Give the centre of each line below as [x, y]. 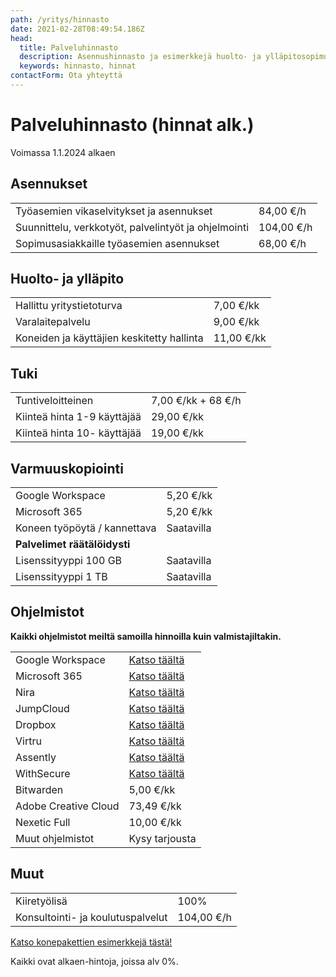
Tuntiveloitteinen [54, 401]
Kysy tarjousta [162, 838]
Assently [36, 757]
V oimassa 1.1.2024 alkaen [63, 152]
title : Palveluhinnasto [68, 47]
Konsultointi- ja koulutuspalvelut [91, 917]
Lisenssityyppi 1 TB [61, 577]
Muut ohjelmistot [55, 838]
